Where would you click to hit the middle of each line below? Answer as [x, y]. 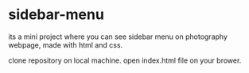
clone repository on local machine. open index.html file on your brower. [125, 60]
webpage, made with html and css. [66, 44]
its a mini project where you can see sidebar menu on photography [118, 36]
